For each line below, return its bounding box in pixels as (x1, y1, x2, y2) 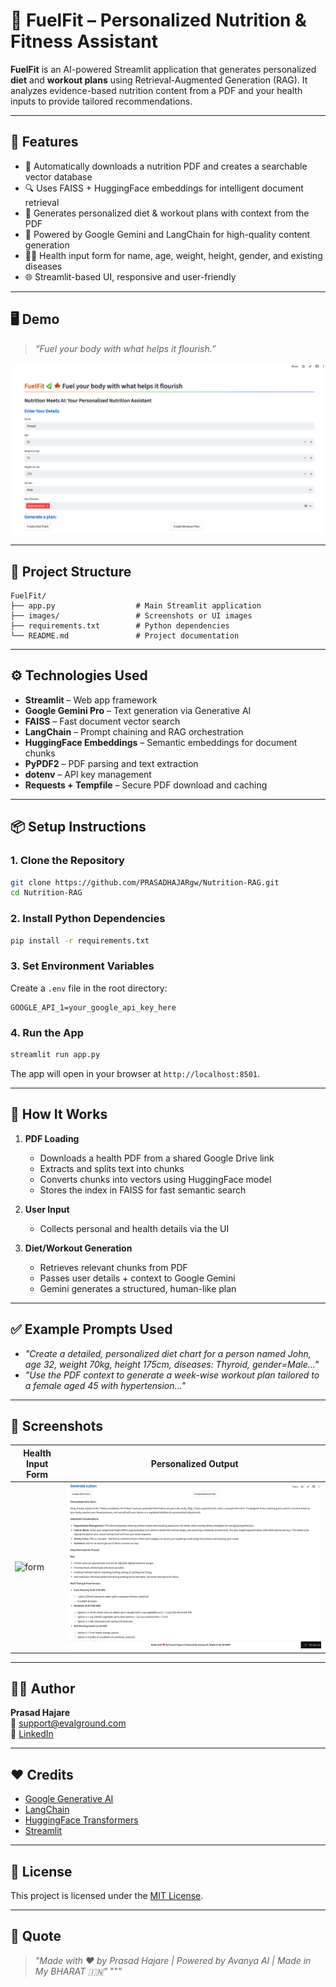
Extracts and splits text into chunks (39, 1162, 185, 1174)
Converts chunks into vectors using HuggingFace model (39, 1173, 272, 1185)
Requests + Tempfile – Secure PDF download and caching (24, 779, 268, 791)
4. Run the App (10, 1025, 85, 1039)
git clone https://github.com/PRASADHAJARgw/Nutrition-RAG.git (10, 877, 280, 888)
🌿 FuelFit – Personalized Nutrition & (10, 9, 307, 32)
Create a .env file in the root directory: (10, 982, 168, 994)
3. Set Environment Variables (10, 959, 155, 973)
